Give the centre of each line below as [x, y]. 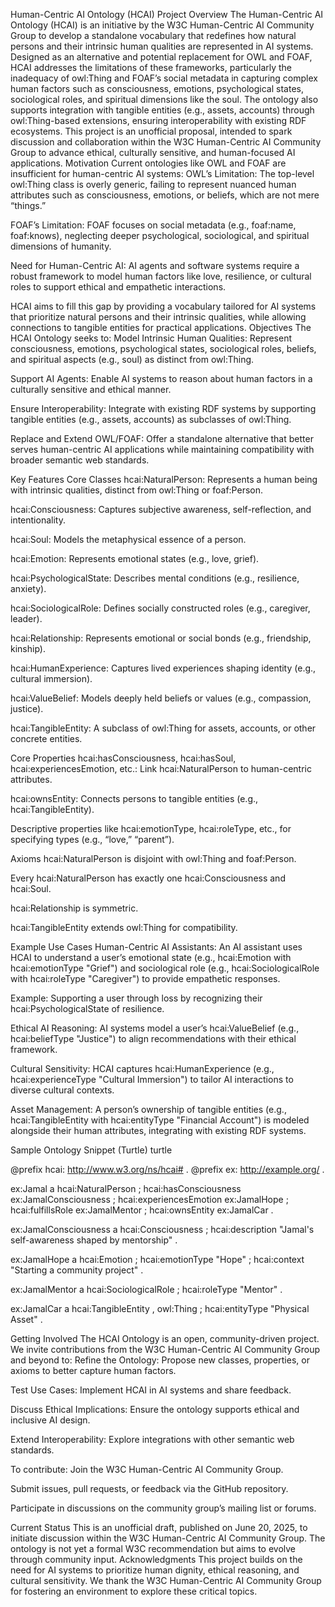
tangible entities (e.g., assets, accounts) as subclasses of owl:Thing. [151, 419]
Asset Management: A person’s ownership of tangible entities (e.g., [148, 1109]
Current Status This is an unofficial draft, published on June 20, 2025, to [159, 1527]
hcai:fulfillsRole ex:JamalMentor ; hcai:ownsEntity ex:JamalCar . [142, 1210]
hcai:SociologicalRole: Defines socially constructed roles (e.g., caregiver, [160, 608]
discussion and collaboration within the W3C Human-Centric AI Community [166, 142]
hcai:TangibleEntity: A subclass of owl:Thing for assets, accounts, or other [163, 728]
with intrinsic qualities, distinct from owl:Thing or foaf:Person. [137, 490]
